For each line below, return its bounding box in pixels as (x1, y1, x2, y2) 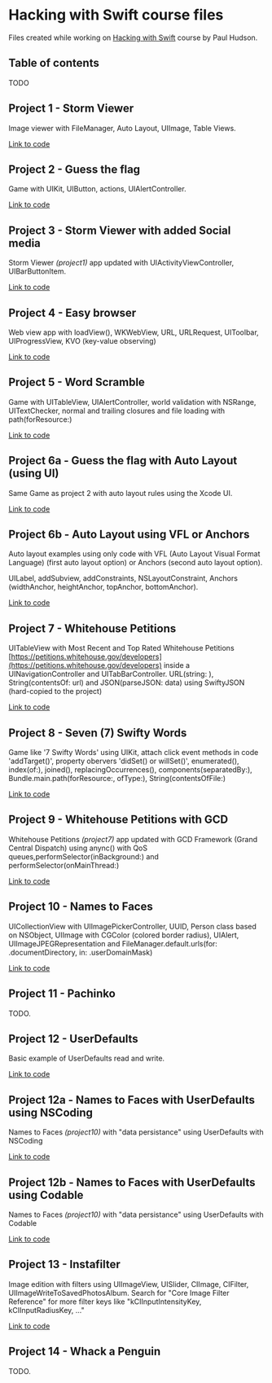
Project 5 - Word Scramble (8, 375, 145, 389)
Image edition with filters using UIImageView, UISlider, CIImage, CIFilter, (8, 1279, 249, 1289)
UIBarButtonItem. (8, 266, 67, 276)
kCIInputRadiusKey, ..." (8, 1305, 86, 1315)
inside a (163, 661, 190, 670)
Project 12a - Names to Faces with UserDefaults (8, 1093, 255, 1107)
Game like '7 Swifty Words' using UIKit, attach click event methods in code (8, 748, 259, 757)
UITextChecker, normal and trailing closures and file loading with (8, 406, 226, 415)
